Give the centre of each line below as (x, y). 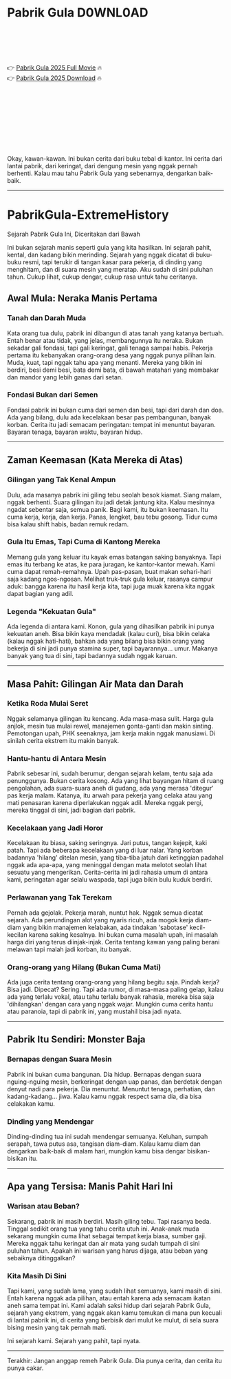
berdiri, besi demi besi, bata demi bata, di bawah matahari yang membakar (113, 370)
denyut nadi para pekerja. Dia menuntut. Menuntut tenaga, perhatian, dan (111, 1089)
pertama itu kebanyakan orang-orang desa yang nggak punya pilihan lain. (112, 355)
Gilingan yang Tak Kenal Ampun (62, 479)
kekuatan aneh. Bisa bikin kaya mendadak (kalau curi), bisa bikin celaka (109, 634)
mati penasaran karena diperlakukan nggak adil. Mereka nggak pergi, (105, 803)
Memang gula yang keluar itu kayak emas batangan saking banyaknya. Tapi (114, 557)
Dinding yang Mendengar (51, 1121)
